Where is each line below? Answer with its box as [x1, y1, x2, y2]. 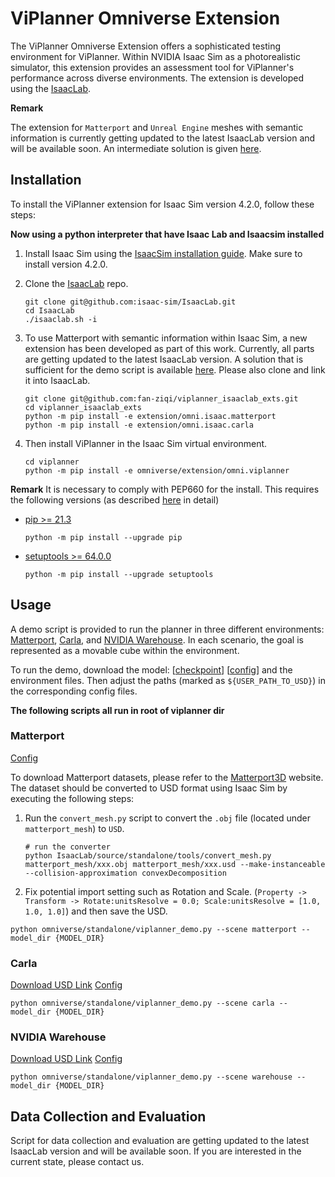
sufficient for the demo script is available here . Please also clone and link [24, 363, 326, 376]
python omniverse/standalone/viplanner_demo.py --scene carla [10, 998, 275, 1009]
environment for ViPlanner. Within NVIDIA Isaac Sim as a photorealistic [10, 50, 301, 62]
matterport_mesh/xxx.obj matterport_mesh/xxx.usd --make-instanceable [24, 859, 326, 869]
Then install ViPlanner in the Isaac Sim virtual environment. [24, 437, 268, 449]
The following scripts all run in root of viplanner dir [10, 704, 225, 716]
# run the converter [24, 842, 111, 852]
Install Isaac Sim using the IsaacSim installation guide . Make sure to [24, 247, 303, 259]
